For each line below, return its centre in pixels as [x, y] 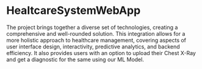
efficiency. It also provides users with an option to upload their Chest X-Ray [101, 53]
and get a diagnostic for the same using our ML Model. [75, 59]
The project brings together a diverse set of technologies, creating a [92, 27]
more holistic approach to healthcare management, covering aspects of [96, 40]
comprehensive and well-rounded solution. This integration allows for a [96, 33]
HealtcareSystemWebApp [74, 11]
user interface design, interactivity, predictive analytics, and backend [93, 47]
